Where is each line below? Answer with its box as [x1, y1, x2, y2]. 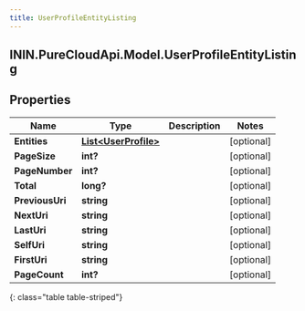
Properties [9, 92, 71, 108]
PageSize [14, 150, 57, 162]
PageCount [14, 268, 64, 281]
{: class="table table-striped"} [9, 291, 123, 302]
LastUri [14, 223, 47, 236]
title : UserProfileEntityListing [9, 13, 137, 23]
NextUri [14, 209, 48, 222]
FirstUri [14, 253, 47, 265]
